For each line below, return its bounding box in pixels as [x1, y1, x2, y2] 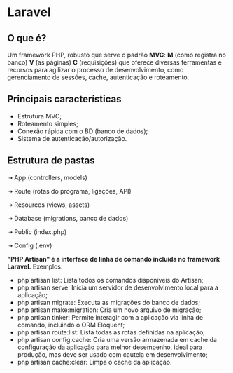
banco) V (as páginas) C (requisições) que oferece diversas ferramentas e [7, 58, 222, 67]
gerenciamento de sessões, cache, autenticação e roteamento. [7, 73, 190, 81]
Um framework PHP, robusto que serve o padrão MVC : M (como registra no [7, 50, 226, 59]
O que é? [7, 32, 47, 44]
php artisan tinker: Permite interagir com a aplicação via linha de [17, 313, 204, 321]
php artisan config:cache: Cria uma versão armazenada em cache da [17, 335, 217, 344]
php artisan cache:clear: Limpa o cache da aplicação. [17, 358, 172, 366]
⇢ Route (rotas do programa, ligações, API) [7, 186, 132, 195]
